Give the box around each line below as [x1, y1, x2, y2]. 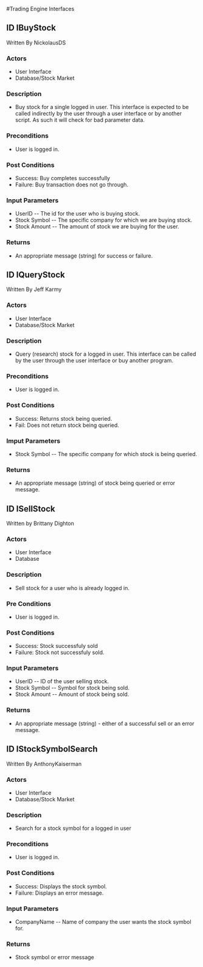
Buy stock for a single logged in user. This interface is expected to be [15, 104, 189, 111]
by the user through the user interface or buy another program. [15, 357, 173, 364]
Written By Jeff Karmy [6, 286, 62, 293]
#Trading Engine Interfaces [6, 5, 75, 12]
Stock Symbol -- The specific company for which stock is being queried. [15, 450, 198, 457]
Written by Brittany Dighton [6, 520, 75, 527]
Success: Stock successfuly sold [15, 642, 98, 650]
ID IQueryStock [6, 269, 66, 280]
